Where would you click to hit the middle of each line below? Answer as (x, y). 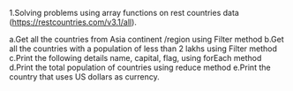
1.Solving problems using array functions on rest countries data (124, 13)
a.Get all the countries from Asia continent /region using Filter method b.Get (146, 39)
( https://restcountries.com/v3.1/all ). (73, 22)
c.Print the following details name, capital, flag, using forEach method (135, 58)
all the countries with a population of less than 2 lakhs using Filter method (143, 49)
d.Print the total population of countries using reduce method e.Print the (140, 67)
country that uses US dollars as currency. (85, 77)
